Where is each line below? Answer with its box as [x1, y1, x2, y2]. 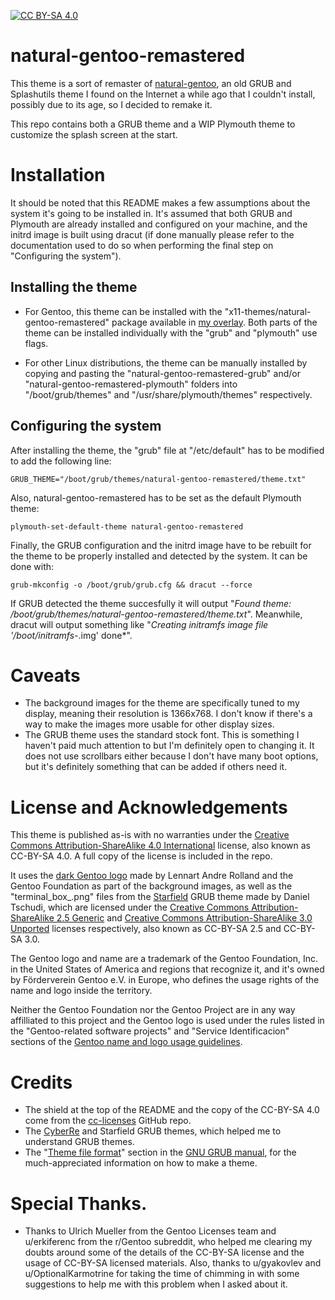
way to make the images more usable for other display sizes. [24, 718, 275, 730]
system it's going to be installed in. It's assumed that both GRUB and [10, 207, 293, 219]
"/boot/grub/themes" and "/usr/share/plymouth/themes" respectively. [24, 388, 313, 400]
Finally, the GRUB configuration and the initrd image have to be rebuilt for [10, 539, 312, 551]
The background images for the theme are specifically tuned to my [24, 697, 300, 709]
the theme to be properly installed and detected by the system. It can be [10, 550, 308, 562]
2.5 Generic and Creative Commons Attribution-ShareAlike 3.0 [56, 912, 313, 924]
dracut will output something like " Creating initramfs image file [10, 618, 269, 630]
